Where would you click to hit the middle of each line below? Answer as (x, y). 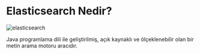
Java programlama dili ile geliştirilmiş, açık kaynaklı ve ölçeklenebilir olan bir (100, 39)
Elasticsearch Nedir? (59, 11)
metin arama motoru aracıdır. (42, 46)
